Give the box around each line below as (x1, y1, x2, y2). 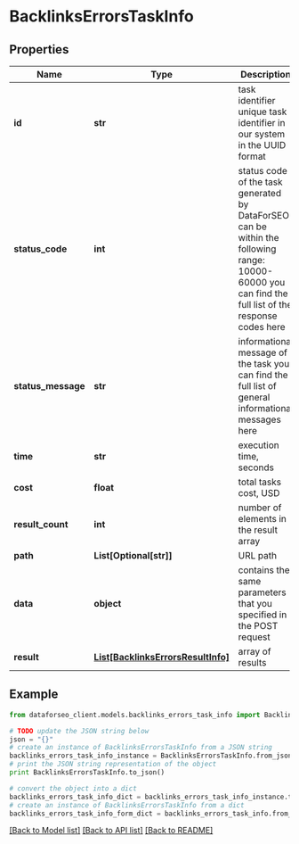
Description (239, 69, 292, 80)
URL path (238, 550, 278, 561)
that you (238, 598, 273, 609)
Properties (9, 42, 69, 57)
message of (238, 346, 287, 359)
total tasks (238, 476, 282, 488)
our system (238, 128, 286, 140)
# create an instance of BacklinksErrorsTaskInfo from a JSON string (9, 743, 273, 752)
